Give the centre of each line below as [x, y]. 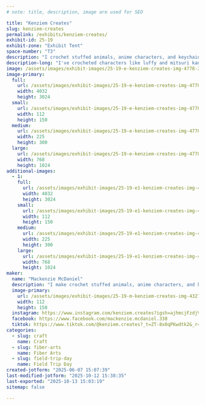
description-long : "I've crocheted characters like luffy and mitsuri [98, 63]
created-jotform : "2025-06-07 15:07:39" [59, 370]
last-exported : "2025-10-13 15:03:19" [56, 381]
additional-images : [31, 171]
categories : [21, 330]
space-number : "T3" [31, 52]
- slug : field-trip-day [42, 359]
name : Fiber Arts [39, 353]
